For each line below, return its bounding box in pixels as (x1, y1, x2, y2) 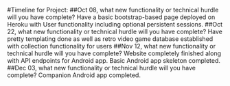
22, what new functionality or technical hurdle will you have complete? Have (7, 27, 223, 35)
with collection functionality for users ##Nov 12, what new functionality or (7, 42, 216, 50)
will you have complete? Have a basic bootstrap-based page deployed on (7, 13, 216, 21)
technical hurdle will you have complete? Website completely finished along (7, 49, 222, 57)
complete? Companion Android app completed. (7, 71, 141, 79)
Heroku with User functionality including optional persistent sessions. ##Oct (7, 20, 223, 28)
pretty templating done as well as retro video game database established (7, 35, 214, 43)
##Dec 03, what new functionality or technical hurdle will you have (7, 64, 196, 72)
